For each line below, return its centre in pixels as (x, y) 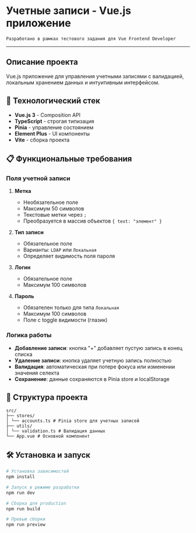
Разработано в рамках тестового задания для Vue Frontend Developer (91, 39)
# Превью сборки (26, 519)
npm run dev (20, 493)
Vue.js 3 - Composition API (47, 115)
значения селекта (37, 373)
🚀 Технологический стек (53, 101)
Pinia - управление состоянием (54, 127)
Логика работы (29, 335)
